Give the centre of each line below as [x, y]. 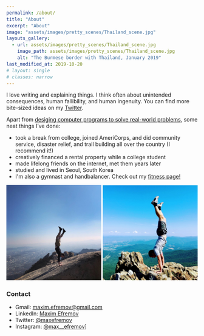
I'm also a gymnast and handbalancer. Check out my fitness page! [98, 177]
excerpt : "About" [28, 26]
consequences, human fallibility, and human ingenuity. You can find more [98, 101]
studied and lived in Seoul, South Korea [64, 170]
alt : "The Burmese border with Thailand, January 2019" [90, 58]
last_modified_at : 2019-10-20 [45, 64]
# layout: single [28, 70]
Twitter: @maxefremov [44, 320]
